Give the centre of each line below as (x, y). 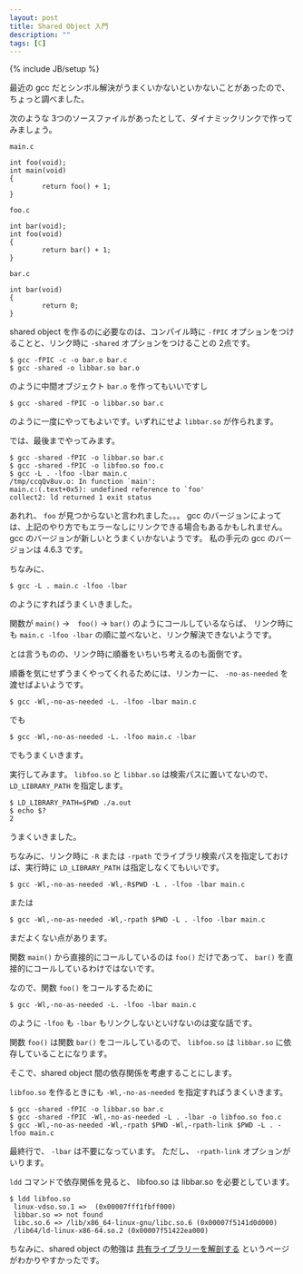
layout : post (34, 18)
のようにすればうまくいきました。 (73, 604)
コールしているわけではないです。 (96, 969)
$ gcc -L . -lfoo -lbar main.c (68, 474)
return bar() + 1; (77, 251)
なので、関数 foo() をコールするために (82, 988)
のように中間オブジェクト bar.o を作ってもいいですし (109, 386)
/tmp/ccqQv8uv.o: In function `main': (83, 482)
